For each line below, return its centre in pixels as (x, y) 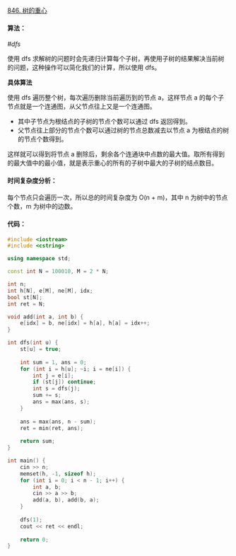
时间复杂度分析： (32, 180)
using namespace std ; (39, 259)
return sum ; (37, 441)
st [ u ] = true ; (41, 349)
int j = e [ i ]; (53, 376)
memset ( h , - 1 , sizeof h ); (58, 474)
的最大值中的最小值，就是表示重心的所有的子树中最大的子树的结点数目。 (112, 163)
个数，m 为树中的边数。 (42, 207)
